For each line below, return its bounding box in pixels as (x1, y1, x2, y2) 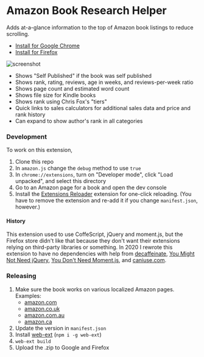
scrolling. (6, 30, 29, 37)
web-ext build (15, 338, 51, 344)
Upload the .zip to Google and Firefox (15, 344, 110, 351)
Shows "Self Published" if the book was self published (15, 72, 152, 79)
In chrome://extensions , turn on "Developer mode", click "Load (15, 171, 174, 178)
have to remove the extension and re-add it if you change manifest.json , (15, 197, 198, 204)
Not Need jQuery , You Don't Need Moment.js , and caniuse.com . (6, 257, 167, 264)
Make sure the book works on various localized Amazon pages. (15, 285, 175, 293)
